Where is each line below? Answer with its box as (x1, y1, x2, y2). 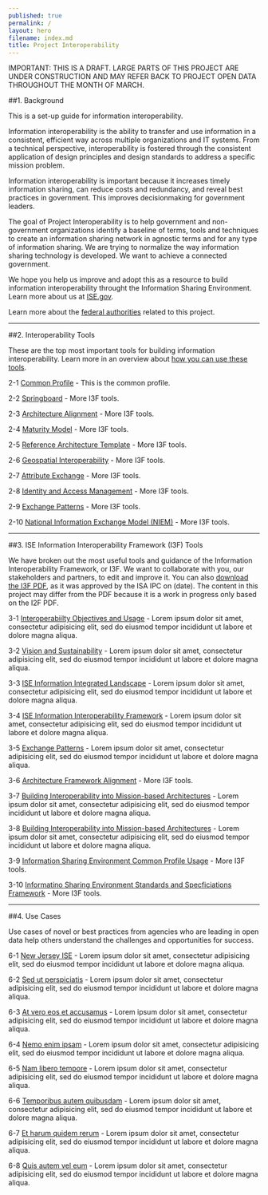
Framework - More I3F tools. (8, 888, 102, 898)
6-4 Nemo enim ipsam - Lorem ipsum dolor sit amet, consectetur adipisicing (8, 1039, 259, 1050)
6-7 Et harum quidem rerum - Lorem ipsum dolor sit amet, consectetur (8, 1129, 239, 1138)
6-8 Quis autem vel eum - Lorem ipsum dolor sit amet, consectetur (8, 1161, 228, 1170)
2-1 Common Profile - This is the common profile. (8, 378, 171, 388)
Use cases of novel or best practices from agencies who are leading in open (8, 927, 259, 936)
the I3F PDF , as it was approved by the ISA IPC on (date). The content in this (8, 581, 258, 591)
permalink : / (8, 19, 52, 27)
